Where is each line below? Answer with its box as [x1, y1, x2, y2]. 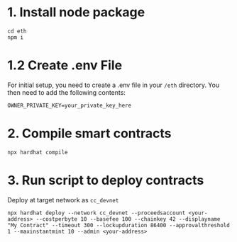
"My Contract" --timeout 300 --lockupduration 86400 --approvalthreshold [7, 221, 231, 229]
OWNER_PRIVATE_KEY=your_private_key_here [7, 102, 132, 109]
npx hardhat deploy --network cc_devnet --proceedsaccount [7, 209, 186, 217]
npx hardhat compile [7, 149, 69, 156]
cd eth [7, 28, 27, 35]
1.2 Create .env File [7, 57, 123, 74]
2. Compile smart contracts [7, 125, 172, 142]
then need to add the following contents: [7, 88, 126, 96]
